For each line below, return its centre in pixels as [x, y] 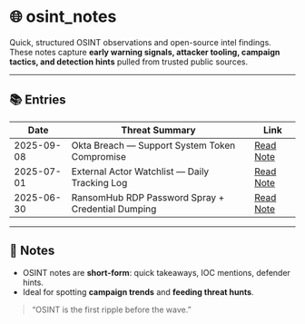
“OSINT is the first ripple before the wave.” [112, 309]
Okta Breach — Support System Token [153, 145]
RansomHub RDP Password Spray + [148, 197]
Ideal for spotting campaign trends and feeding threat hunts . [138, 291]
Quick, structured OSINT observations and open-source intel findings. [141, 42]
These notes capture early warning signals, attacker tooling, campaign [145, 52]
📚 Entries [38, 100]
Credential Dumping [114, 209]
